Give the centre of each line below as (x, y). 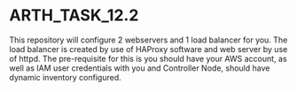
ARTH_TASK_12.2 (74, 15)
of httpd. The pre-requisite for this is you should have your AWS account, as (148, 58)
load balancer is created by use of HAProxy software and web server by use (148, 49)
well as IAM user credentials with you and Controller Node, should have (140, 68)
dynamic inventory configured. (65, 77)
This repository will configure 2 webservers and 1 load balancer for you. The (148, 40)
